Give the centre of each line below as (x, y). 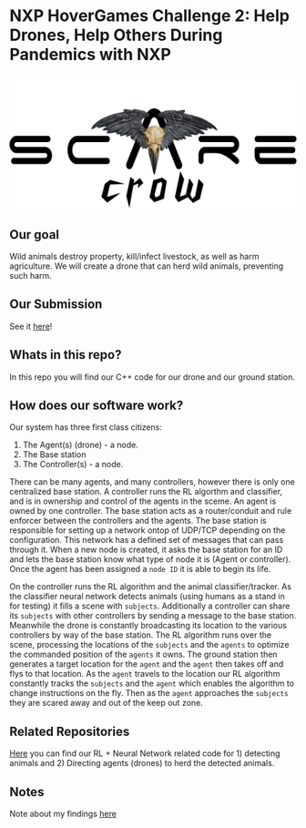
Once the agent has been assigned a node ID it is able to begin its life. (140, 569)
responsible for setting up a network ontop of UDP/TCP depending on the (148, 530)
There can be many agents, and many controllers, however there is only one (153, 482)
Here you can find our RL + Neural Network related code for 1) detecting (145, 753)
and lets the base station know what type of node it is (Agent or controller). (150, 559)
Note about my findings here (63, 814)
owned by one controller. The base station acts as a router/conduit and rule (151, 511)
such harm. (31, 276)
